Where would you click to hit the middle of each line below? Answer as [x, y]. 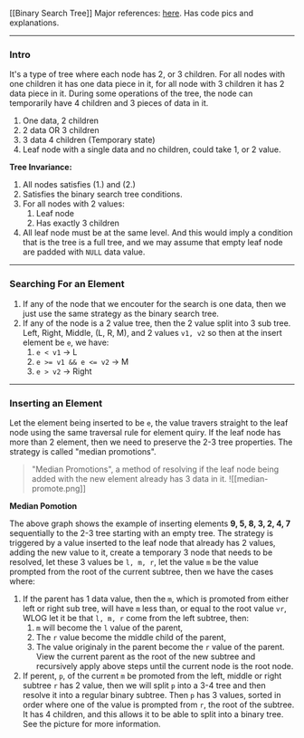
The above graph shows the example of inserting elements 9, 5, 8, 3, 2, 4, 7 [150, 523]
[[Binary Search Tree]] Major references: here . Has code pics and [132, 13]
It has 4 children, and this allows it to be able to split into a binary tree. [153, 714]
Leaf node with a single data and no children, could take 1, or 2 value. [152, 149]
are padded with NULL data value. [84, 252]
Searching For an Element [67, 284]
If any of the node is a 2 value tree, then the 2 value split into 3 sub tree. [157, 323]
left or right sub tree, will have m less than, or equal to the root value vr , [154, 608]
